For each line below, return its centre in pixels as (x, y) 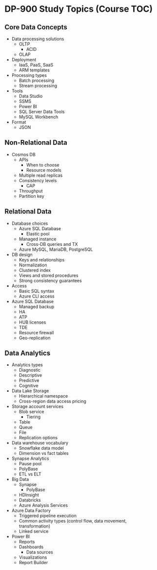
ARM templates (34, 70)
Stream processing (38, 86)
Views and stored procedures (49, 275)
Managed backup (37, 307)
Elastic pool (38, 234)
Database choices (30, 223)
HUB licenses (32, 322)
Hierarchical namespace (43, 396)
